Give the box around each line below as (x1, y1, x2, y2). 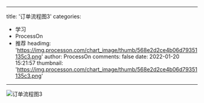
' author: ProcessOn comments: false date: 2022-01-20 (41, 53, 180, 60)
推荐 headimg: (15, 40, 52, 47)
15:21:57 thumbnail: (15, 59, 64, 67)
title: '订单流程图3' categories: (6, 13, 82, 20)
